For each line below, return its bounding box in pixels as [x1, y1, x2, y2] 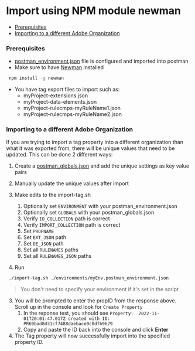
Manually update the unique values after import [14, 180, 129, 187]
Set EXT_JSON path [23, 234, 66, 241]
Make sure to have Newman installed [14, 64, 104, 71]
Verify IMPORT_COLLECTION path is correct [23, 221, 121, 229]
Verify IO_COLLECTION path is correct [23, 215, 110, 222]
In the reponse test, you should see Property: [23, 309, 134, 317]
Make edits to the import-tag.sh [14, 192, 91, 199]
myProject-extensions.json [23, 92, 88, 99]
